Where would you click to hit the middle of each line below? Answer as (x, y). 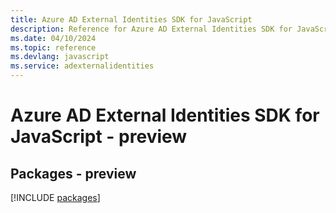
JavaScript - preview (99, 137)
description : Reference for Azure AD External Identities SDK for (151, 29)
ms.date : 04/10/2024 (53, 38)
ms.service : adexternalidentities (82, 66)
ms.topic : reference (53, 47)
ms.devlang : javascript (60, 57)
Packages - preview (73, 173)
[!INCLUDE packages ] (55, 197)
